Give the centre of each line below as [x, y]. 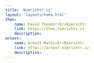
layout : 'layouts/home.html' [36, 15]
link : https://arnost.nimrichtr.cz [52, 48]
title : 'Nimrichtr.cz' [29, 10]
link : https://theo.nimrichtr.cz [50, 29]
